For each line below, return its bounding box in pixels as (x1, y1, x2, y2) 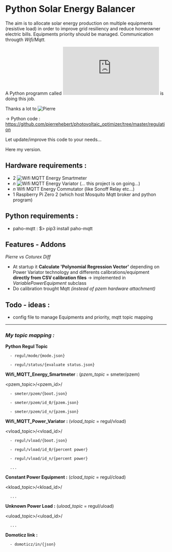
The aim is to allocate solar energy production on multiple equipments (5, 20, 153, 26)
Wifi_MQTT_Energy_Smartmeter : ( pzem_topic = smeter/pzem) (5, 371, 140, 378)
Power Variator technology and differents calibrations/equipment (12, 269, 149, 275)
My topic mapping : (5, 332, 55, 339)
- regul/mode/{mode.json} (10, 353, 66, 359)
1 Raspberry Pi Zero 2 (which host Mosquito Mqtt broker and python (12, 191, 156, 197)
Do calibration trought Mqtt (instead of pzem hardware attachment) (12, 286, 156, 292)
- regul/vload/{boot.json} (10, 438, 68, 444)
